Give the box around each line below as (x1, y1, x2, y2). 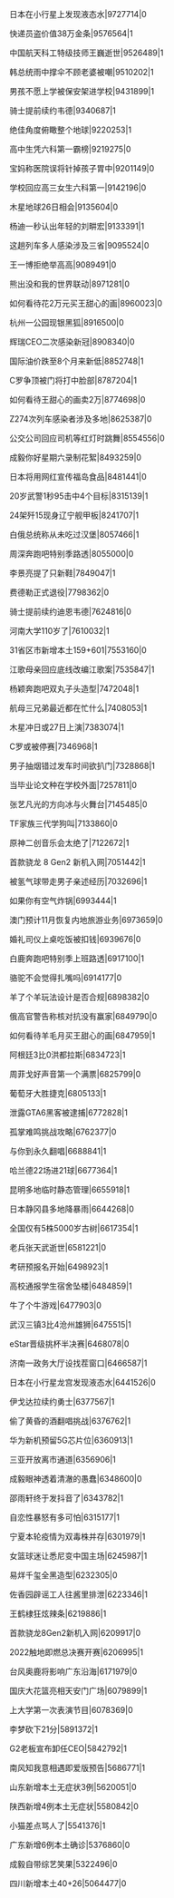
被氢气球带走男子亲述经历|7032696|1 (9, 876, 148, 887)
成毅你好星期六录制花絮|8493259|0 (9, 453, 142, 462)
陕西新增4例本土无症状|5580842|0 (9, 1801, 139, 1812)
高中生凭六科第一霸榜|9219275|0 (9, 144, 131, 154)
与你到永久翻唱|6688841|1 (9, 1146, 107, 1156)
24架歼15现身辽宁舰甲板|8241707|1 (9, 510, 139, 521)
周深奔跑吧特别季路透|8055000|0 (9, 549, 134, 559)
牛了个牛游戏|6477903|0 (9, 1300, 102, 1310)
